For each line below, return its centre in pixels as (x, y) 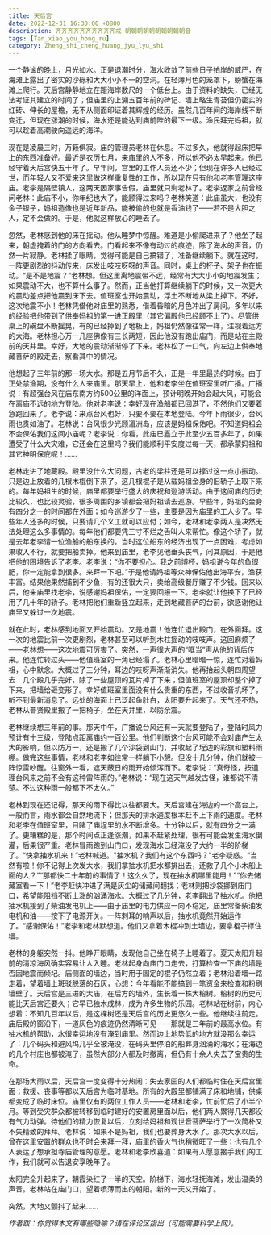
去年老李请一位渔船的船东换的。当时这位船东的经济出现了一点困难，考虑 (135, 542)
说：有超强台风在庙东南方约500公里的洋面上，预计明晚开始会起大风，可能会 (135, 394)
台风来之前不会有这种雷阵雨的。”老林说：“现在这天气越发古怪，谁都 (126, 778)
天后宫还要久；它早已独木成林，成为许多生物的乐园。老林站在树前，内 (139, 1003)
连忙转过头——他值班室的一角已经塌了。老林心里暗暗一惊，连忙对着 (142, 660)
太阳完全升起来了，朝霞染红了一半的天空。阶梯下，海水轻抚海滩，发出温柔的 (135, 1179)
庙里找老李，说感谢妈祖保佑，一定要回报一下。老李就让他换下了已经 (149, 592)
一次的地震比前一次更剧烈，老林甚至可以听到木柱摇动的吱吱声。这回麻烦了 (132, 640)
